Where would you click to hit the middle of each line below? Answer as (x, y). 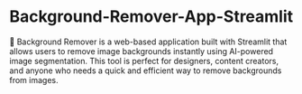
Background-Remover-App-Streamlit (151, 17)
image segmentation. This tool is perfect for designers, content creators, (144, 61)
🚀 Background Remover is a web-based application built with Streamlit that (148, 42)
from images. (34, 80)
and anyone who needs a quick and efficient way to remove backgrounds (146, 70)
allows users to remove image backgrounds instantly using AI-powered (141, 51)
